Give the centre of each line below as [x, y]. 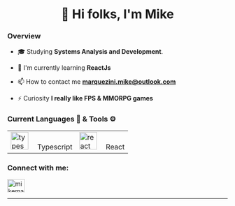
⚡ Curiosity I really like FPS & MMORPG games [85, 98]
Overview [24, 36]
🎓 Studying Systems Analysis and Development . [90, 52]
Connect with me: [38, 168]
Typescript [55, 147]
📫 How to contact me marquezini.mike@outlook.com [97, 82]
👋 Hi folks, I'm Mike [117, 14]
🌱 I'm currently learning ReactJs [64, 68]
